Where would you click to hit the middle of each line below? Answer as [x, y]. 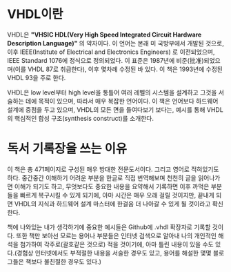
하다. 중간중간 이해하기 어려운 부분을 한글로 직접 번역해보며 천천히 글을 [102, 177]
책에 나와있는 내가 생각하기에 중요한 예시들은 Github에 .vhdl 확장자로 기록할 [109, 227]
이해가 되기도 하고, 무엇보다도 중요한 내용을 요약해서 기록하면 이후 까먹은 [112, 186]
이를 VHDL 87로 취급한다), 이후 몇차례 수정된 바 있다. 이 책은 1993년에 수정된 [119, 69]
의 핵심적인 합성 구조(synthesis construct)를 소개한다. [80, 118]
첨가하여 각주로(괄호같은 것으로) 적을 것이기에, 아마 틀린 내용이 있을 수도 [117, 244]
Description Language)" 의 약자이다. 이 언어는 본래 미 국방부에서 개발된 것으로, [115, 43]
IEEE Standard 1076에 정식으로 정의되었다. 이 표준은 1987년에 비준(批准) [106, 60]
